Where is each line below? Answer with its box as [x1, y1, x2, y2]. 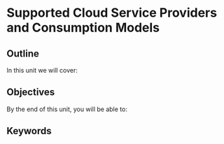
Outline [6, 48, 39, 59]
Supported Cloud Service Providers [6, 5, 218, 21]
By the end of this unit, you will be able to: [6, 105, 127, 113]
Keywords [6, 125, 52, 137]
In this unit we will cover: [6, 66, 78, 74]
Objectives [6, 86, 55, 99]
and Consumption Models [6, 20, 160, 36]
